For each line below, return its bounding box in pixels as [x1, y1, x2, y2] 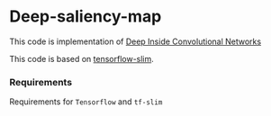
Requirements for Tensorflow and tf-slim [9, 96, 163, 107]
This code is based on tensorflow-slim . [9, 53, 155, 64]
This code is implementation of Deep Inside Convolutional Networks [9, 36, 262, 47]
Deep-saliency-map [9, 6, 162, 27]
